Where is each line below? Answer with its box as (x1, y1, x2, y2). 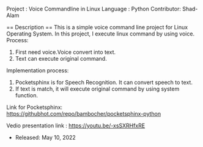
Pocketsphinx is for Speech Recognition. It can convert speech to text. (15, 79, 193, 86)
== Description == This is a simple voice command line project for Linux (6, 24, 188, 31)
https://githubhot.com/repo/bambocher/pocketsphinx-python (6, 110, 161, 117)
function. (15, 92, 39, 99)
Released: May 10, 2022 (15, 134, 76, 141)
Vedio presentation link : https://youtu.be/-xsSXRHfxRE (6, 122, 146, 129)
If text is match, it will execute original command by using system (15, 85, 180, 92)
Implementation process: (6, 67, 69, 74)
